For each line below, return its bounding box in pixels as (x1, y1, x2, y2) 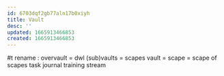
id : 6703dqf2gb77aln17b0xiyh (7, 9, 90, 17)
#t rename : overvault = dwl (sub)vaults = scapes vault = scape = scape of (7, 54, 217, 62)
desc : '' (7, 22, 32, 29)
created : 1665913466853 (7, 35, 75, 42)
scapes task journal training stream (7, 61, 106, 69)
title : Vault (7, 16, 44, 23)
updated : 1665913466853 (7, 28, 75, 36)
